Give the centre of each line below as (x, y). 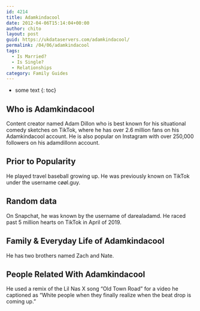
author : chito (24, 29)
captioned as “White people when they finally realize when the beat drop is (99, 295)
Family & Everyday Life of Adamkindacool (85, 241)
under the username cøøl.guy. (43, 182)
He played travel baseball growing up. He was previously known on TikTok (98, 176)
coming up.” (21, 301)
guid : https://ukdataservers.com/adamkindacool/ (68, 40)
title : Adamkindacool (33, 17)
